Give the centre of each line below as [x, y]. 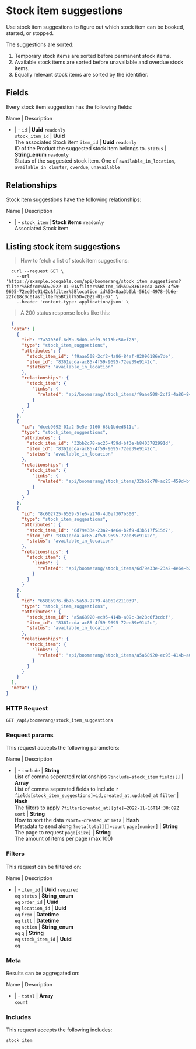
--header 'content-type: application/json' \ [73, 302]
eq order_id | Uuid [36, 902]
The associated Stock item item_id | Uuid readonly [76, 142]
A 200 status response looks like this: [65, 313]
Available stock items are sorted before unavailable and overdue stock [99, 62]
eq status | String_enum [44, 895]
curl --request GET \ [38, 271]
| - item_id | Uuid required [46, 889]
